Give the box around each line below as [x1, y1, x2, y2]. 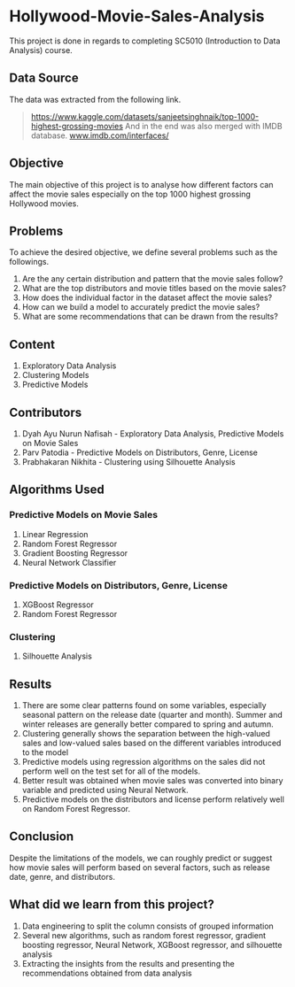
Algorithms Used [9, 482, 105, 497]
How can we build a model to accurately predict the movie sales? [21, 302, 260, 312]
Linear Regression [21, 528, 89, 539]
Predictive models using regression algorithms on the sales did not [21, 757, 266, 767]
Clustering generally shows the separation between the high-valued [21, 729, 270, 739]
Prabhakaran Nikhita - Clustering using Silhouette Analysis [21, 457, 237, 467]
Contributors [9, 405, 82, 420]
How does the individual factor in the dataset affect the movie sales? [21, 292, 273, 303]
